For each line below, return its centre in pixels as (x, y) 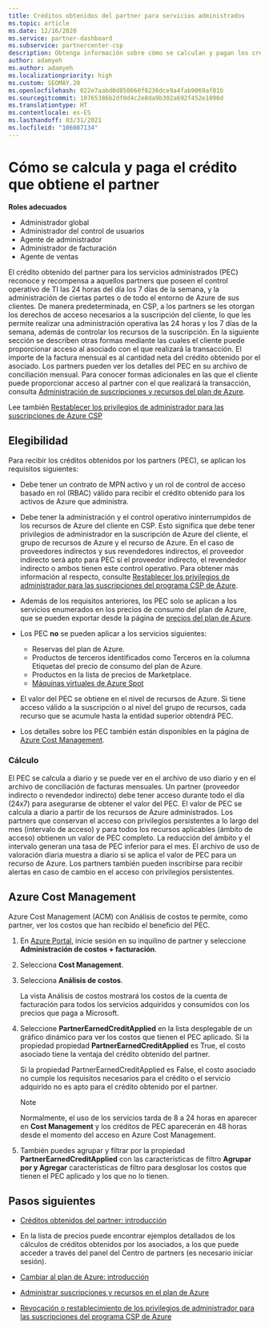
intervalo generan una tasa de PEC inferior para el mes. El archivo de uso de (134, 846)
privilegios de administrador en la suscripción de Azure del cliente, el (134, 534)
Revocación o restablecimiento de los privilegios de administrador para (137, 1308)
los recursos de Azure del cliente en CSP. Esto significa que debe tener (137, 525)
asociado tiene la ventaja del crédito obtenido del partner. (115, 1054)
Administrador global (54, 222)
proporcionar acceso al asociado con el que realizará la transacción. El (125, 349)
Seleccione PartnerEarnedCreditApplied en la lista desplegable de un (136, 1028)
